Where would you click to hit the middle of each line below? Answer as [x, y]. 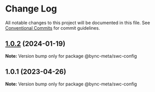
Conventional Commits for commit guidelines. [53, 28]
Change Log [31, 9]
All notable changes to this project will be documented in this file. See [78, 23]
